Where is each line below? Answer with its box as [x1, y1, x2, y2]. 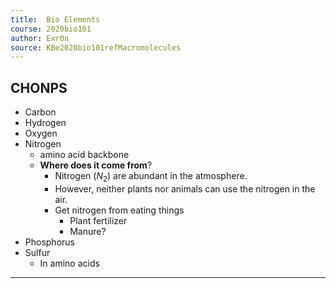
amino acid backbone [39, 149, 130, 161]
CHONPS [10, 79, 68, 96]
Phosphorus [24, 236, 75, 248]
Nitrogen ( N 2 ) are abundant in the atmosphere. [54, 170, 248, 184]
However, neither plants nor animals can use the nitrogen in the [54, 182, 316, 195]
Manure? [69, 225, 107, 237]
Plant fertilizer [69, 214, 128, 226]
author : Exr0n [10, 33, 70, 43]
